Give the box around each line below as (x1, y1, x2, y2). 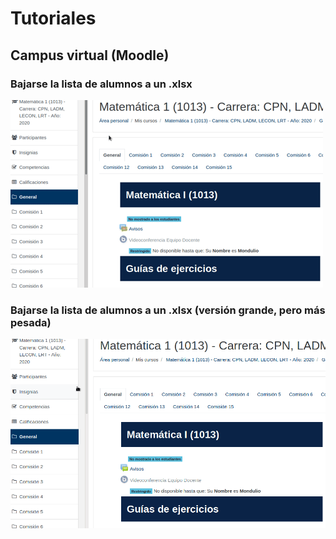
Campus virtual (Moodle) (10, 47, 170, 64)
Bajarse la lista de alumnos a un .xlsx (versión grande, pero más (10, 303, 326, 317)
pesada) (10, 315, 52, 329)
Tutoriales (10, 7, 97, 30)
